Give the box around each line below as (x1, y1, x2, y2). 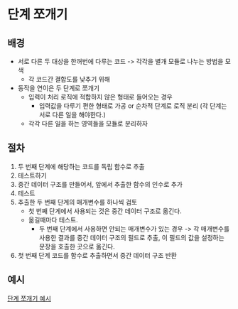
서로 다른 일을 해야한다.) (38, 111, 107, 119)
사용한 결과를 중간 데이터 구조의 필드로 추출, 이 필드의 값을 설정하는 (38, 233, 225, 242)
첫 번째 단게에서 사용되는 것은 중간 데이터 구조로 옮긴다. (28, 207, 183, 215)
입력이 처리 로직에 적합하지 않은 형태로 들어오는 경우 (28, 93, 173, 101)
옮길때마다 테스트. (28, 215, 78, 224)
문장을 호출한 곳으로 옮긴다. (38, 242, 115, 251)
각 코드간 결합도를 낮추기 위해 (28, 75, 110, 83)
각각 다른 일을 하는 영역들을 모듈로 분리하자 (28, 119, 148, 128)
